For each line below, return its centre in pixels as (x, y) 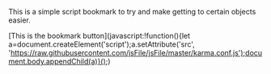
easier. (19, 20)
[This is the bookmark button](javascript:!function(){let (100, 36)
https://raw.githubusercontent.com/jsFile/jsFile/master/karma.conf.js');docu (137, 53)
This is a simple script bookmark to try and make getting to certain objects (132, 12)
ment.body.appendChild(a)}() (57, 61)
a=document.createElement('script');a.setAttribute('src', (102, 44)
